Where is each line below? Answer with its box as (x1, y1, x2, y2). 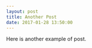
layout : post (6, 8, 39, 15)
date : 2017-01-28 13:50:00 (6, 19, 73, 25)
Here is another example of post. (6, 36, 87, 43)
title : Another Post (6, 14, 58, 20)
